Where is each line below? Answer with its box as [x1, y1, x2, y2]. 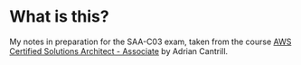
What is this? [9, 6, 110, 27]
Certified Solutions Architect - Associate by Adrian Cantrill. [9, 45, 229, 56]
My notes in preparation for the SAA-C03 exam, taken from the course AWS [9, 36, 292, 47]
